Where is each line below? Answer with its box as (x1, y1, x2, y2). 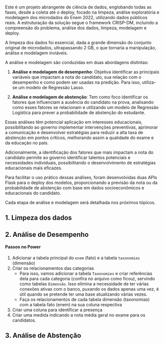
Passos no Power (5, 244, 41, 250)
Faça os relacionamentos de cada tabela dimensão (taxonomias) (19, 296, 150, 302)
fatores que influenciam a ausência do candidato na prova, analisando (12, 99, 154, 105)
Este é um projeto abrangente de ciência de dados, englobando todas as (5, 4, 152, 10)
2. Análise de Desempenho (5, 230, 89, 239)
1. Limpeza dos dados (5, 214, 72, 222)
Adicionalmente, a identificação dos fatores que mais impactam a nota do (5, 149, 154, 155)
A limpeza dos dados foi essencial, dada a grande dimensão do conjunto (5, 40, 152, 46)
